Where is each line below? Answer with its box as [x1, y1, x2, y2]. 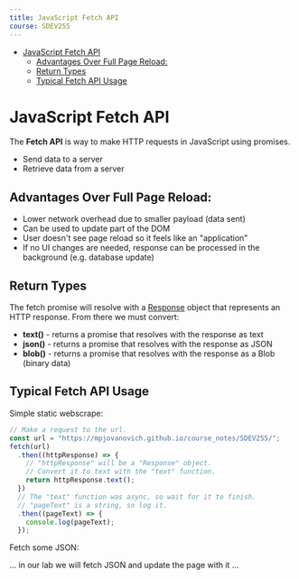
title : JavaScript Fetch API [9, 13, 119, 23]
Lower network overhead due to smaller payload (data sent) [22, 214, 246, 225]
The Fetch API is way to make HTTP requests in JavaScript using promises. [9, 136, 291, 147]
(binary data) [22, 358, 71, 369]
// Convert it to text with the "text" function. [25, 467, 217, 476]
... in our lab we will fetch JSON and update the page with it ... [9, 560, 239, 571]
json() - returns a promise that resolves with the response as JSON [22, 339, 273, 350]
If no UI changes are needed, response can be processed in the [22, 243, 260, 253]
